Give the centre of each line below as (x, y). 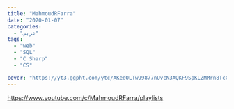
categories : (24, 26)
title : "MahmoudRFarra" (42, 14)
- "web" (25, 46)
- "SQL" (25, 53)
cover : (17, 78)
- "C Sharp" (31, 59)
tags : (15, 40)
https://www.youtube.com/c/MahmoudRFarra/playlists (85, 97)
